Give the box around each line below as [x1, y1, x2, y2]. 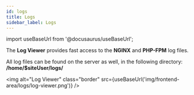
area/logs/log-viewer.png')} [6, 82, 73, 89]
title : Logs [6, 14, 35, 20]
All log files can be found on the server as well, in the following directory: [6, 58, 183, 65]
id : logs [6, 8, 28, 15]
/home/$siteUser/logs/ [6, 65, 63, 72]
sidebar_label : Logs [6, 19, 57, 25]
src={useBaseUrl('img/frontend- [101, 76, 180, 83]
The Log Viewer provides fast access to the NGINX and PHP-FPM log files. [6, 47, 189, 54]
